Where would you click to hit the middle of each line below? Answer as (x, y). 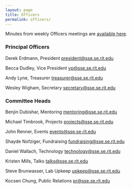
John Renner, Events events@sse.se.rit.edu (51, 131)
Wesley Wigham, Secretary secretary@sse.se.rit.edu (60, 87)
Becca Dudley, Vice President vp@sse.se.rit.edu (56, 68)
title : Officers (22, 15)
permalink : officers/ (28, 19)
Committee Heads (28, 101)
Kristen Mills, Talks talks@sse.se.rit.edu (47, 161)
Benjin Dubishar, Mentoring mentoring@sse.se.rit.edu (61, 112)
